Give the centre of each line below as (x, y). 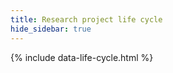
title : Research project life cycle (86, 19)
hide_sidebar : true (51, 29)
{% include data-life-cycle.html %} (82, 57)
